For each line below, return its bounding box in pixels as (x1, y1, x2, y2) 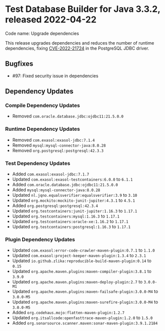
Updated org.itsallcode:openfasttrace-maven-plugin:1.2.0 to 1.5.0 (12, 315, 153, 321)
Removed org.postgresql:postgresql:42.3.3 (12, 147, 104, 153)
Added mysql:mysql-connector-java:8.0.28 (12, 187, 100, 193)
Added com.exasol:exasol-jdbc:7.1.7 (12, 171, 89, 177)
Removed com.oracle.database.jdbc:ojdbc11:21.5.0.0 (12, 113, 124, 119)
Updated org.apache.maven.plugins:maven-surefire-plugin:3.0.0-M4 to (12, 299, 158, 305)
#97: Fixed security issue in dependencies (12, 73, 99, 79)
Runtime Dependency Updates (5, 125, 81, 132)
